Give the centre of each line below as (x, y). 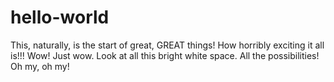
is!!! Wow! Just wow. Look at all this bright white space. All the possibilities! (165, 55)
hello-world (60, 17)
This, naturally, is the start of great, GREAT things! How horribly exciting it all (167, 45)
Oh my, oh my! (40, 66)
